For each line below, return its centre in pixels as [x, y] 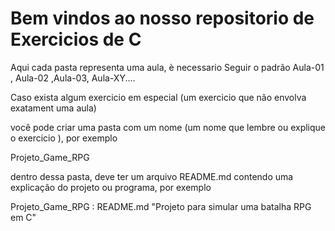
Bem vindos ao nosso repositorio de [162, 18]
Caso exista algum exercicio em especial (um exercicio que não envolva [158, 97]
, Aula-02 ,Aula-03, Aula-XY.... [73, 78]
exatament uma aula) [53, 108]
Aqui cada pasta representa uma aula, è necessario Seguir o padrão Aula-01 [167, 67]
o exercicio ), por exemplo [64, 138]
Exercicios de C [76, 39]
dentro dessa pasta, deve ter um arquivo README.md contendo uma [152, 176]
